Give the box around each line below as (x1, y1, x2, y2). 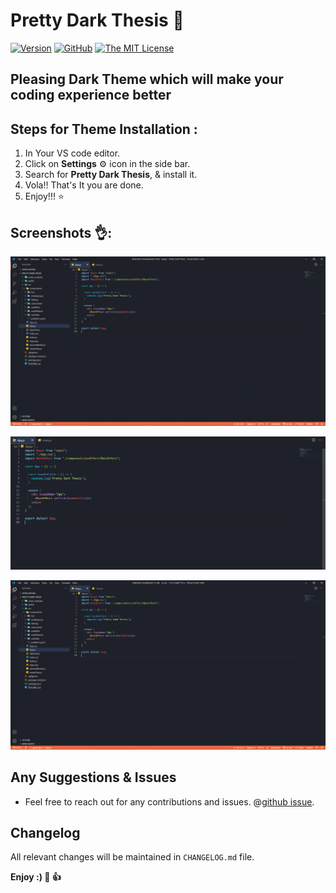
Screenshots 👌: (10, 224, 113, 241)
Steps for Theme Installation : (10, 120, 198, 138)
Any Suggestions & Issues (10, 769, 177, 786)
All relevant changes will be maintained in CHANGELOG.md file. (10, 851, 255, 863)
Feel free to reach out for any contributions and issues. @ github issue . (24, 795, 315, 808)
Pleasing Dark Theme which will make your (10, 71, 284, 88)
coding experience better (10, 87, 172, 104)
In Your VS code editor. (24, 147, 121, 159)
